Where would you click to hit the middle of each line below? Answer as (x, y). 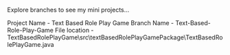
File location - (74, 30)
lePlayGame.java (31, 44)
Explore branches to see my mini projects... (68, 10)
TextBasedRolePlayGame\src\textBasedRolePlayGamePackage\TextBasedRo (115, 37)
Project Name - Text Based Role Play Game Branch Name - (91, 23)
